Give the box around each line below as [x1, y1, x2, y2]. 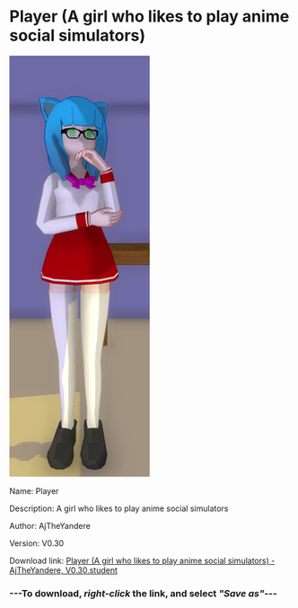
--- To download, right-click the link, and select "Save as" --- [9, 586, 278, 599]
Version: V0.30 [9, 537, 65, 549]
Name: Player [9, 485, 59, 496]
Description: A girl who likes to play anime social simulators [9, 503, 229, 514]
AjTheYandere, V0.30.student [9, 564, 118, 576]
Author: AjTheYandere [9, 520, 92, 531]
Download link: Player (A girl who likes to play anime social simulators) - [9, 555, 276, 566]
